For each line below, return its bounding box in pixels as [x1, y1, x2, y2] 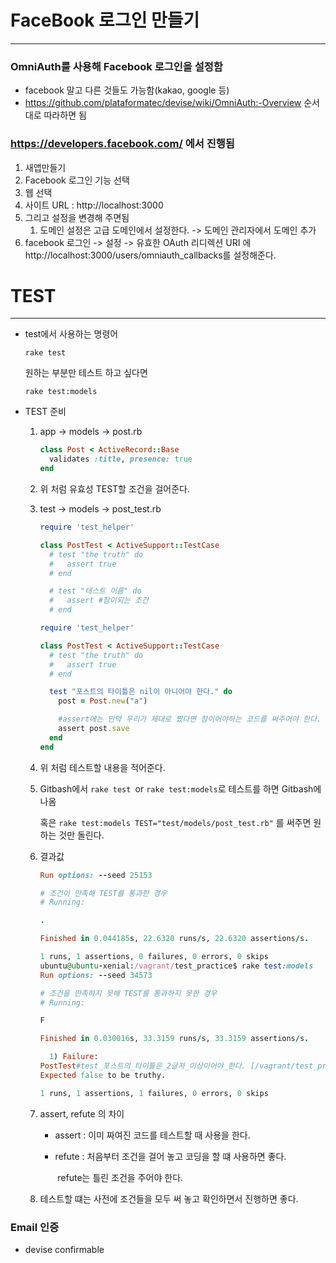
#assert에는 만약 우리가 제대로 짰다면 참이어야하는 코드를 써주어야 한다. [58, 714, 322, 725]
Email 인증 [10, 1220, 60, 1234]
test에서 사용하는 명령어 [24, 328, 119, 340]
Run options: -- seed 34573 [39, 970, 153, 980]
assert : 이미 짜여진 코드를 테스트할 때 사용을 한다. [54, 1129, 251, 1141]
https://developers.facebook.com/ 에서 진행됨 [10, 137, 235, 151]
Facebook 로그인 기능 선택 [24, 174, 130, 186]
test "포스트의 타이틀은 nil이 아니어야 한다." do [48, 687, 233, 697]
